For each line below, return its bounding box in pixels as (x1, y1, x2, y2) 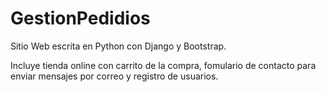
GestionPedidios (10, 7, 151, 30)
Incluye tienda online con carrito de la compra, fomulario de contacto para (10, 59, 317, 71)
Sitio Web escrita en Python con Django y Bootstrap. (10, 40, 227, 52)
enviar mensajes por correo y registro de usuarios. (10, 70, 219, 82)
